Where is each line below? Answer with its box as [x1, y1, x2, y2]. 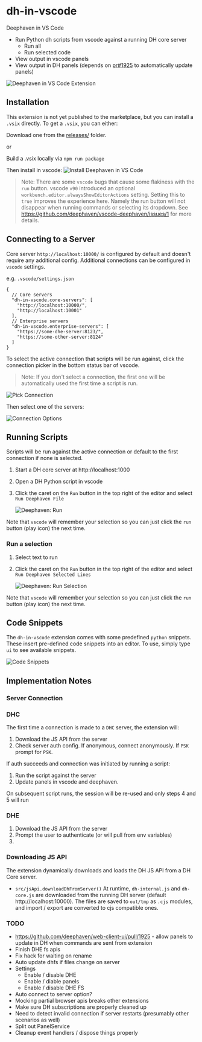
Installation [6, 97, 49, 107]
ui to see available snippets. [6, 647, 77, 654]
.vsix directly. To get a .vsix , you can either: [6, 120, 118, 127]
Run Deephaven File [14, 496, 65, 502]
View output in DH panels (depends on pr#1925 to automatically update [14, 62, 193, 69]
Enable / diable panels [24, 977, 80, 985]
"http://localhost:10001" [17, 307, 83, 313]
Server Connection [6, 694, 63, 702]
